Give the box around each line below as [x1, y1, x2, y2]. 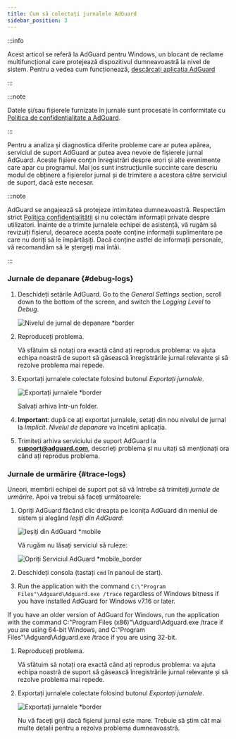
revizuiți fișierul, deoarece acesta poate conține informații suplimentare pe [7, 228, 223, 236]
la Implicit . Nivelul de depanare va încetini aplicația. [17, 423, 167, 431]
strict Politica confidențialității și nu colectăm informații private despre [7, 213, 210, 221]
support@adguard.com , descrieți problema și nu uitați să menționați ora [17, 444, 230, 452]
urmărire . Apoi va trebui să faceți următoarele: [7, 492, 142, 501]
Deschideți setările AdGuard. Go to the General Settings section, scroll [17, 290, 222, 298]
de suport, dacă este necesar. [7, 178, 94, 187]
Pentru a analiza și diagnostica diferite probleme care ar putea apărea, [7, 140, 211, 149]
